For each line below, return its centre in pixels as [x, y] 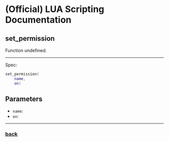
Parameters [24, 99]
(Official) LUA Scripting [55, 9]
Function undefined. [26, 50]
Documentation [38, 20]
